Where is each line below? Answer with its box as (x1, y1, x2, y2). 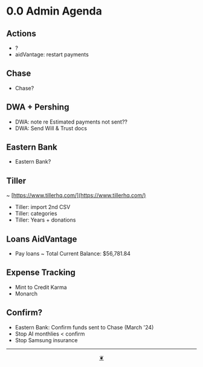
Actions (6, 28, 36, 39)
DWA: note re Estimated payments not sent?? (14, 118, 128, 125)
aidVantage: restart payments (14, 51, 89, 58)
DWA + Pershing (6, 102, 69, 113)
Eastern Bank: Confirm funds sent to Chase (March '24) (14, 323, 154, 331)
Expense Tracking (6, 268, 76, 278)
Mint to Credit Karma (14, 283, 68, 291)
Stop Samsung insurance (14, 336, 78, 343)
